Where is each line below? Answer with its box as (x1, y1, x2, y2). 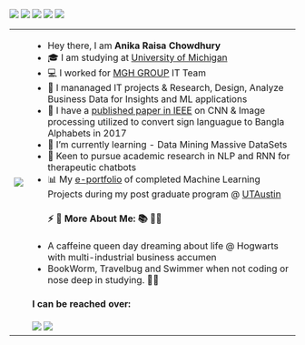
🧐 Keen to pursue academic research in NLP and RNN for (47, 150, 290, 162)
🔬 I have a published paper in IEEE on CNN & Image (47, 105, 266, 117)
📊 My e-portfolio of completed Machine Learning (47, 173, 261, 186)
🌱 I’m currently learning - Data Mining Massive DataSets (47, 138, 288, 150)
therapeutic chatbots (47, 161, 137, 173)
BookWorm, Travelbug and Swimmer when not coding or (47, 262, 289, 275)
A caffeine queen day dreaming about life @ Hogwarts (47, 239, 279, 252)
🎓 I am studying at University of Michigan (47, 51, 228, 64)
